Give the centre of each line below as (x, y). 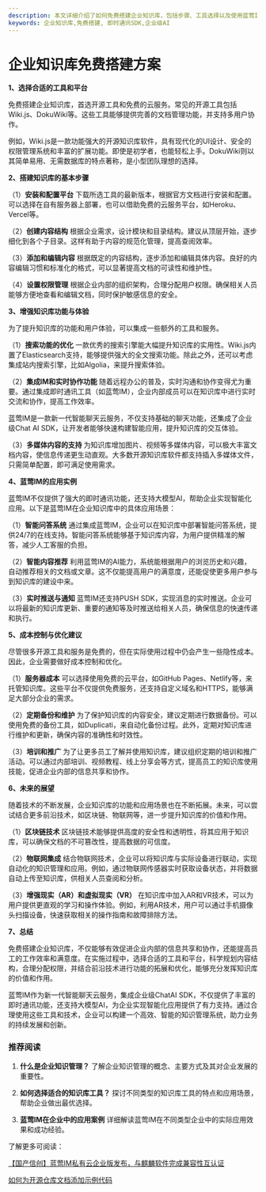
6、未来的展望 (32, 788)
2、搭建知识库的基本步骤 (49, 178)
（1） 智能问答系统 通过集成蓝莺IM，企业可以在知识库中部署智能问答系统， (129, 525)
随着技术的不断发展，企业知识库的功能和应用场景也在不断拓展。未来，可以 (129, 805)
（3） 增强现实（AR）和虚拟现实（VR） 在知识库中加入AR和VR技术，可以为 (131, 895)
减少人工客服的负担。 (57, 545)
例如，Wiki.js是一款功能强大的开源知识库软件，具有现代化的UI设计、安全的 (130, 141)
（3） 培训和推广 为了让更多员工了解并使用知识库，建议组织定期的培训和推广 (133, 752)
